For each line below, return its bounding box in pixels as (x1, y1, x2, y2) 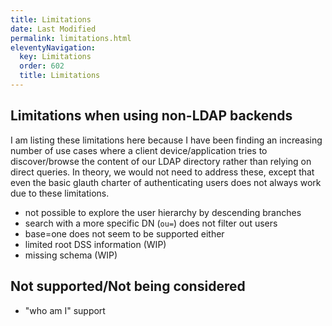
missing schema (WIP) (24, 249, 118, 261)
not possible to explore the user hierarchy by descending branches (24, 206, 302, 218)
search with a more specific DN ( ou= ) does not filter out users (24, 217, 278, 229)
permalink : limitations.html (10, 33, 132, 43)
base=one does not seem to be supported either (24, 227, 225, 240)
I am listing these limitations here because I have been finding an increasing (10, 134, 323, 146)
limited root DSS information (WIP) (24, 238, 167, 250)
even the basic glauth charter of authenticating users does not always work (10, 176, 322, 188)
